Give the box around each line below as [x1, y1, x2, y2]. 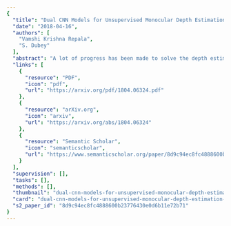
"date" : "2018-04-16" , [12, 23, 78, 30]
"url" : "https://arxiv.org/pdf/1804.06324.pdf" [24, 87, 165, 94]
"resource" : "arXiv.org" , [24, 106, 99, 113]
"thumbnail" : [12, 189, 50, 196]
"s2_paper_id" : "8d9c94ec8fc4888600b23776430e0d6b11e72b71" [12, 203, 189, 209]
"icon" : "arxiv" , [24, 112, 75, 119]
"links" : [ [12, 61, 44, 68]
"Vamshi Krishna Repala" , [19, 36, 94, 43]
